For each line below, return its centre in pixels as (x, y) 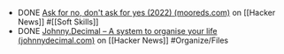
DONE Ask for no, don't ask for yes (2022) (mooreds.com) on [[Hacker (146, 13)
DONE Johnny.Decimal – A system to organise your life (117, 31)
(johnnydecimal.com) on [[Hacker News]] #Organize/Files (123, 40)
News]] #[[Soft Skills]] (58, 22)
